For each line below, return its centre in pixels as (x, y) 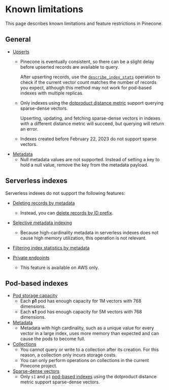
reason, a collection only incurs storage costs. (68, 355)
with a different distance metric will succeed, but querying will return (92, 124)
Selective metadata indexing (42, 223)
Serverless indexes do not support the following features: (65, 193)
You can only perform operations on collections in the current (84, 361)
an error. (29, 129)
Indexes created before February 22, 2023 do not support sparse (88, 139)
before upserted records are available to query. (70, 67)
